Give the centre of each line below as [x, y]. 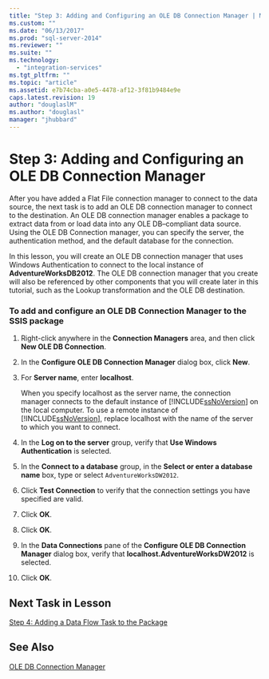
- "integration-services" [59, 68]
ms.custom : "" [33, 23]
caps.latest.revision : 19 [52, 97]
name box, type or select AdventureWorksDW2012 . [99, 475]
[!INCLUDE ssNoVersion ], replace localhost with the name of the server [137, 419]
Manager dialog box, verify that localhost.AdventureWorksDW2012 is [137, 554]
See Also [32, 647]
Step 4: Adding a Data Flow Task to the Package [89, 622]
